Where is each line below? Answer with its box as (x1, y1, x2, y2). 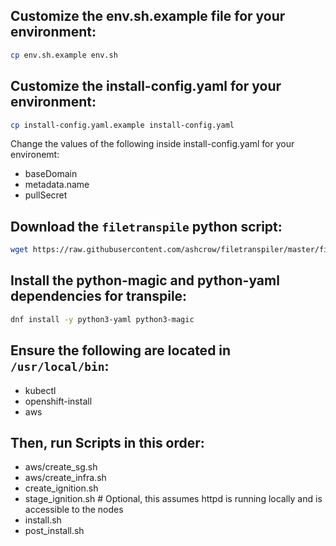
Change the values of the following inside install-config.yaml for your (10, 138, 295, 150)
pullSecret (24, 189, 68, 201)
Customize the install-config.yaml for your (10, 78, 282, 95)
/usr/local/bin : (10, 358, 110, 375)
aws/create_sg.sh (24, 461, 98, 473)
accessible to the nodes (24, 504, 124, 516)
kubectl (24, 384, 57, 396)
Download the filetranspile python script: (10, 218, 283, 235)
